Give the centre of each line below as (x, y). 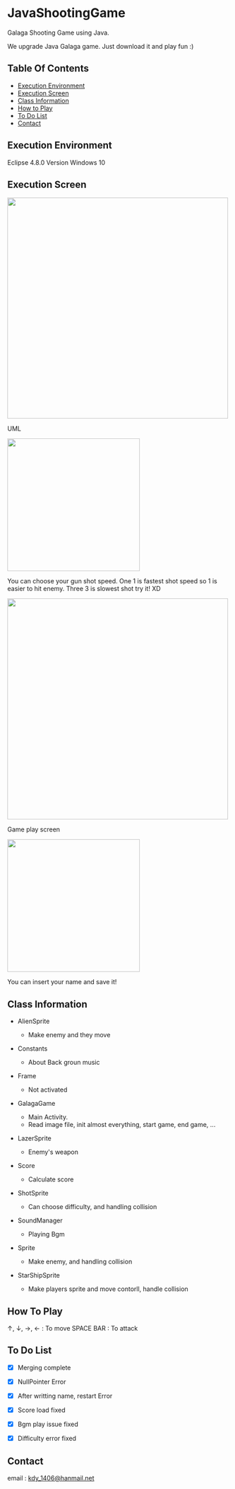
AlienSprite (34, 1021)
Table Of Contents (48, 69)
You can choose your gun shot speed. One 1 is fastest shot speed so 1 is (112, 581)
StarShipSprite (38, 1275)
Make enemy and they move (69, 1035)
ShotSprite (33, 1193)
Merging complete (44, 1367)
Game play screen (34, 829)
